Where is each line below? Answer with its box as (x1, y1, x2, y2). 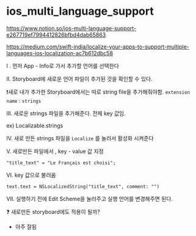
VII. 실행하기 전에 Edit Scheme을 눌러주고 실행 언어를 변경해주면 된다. (6, 195, 173, 202)
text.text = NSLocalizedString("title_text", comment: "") (6, 183, 160, 189)
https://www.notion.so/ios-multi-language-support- (6, 25, 137, 32)
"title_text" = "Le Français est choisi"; (6, 159, 116, 166)
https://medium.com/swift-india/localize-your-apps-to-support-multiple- (6, 43, 189, 50)
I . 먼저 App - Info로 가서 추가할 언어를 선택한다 (6, 62, 119, 69)
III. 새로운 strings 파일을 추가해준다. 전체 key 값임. (6, 109, 126, 117)
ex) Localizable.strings (6, 121, 64, 129)
